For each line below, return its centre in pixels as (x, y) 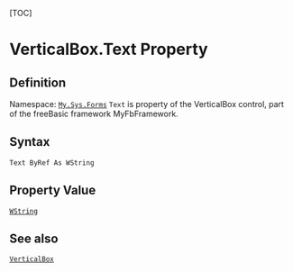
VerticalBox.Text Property (109, 50)
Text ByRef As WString (52, 163)
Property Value (53, 190)
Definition (37, 82)
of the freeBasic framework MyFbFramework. (94, 113)
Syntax (30, 142)
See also (34, 239)
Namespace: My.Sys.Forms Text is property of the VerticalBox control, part (146, 104)
